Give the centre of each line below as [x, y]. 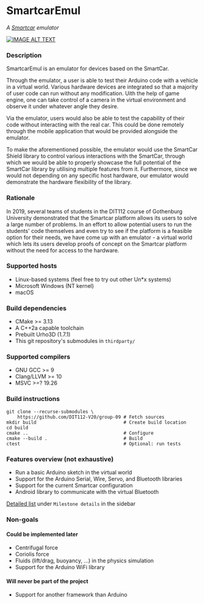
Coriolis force [32, 554]
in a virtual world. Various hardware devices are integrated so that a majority [102, 87]
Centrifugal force [37, 548]
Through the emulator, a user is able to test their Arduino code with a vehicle [102, 81]
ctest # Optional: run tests [94, 444]
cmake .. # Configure [80, 433]
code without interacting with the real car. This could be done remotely [95, 125]
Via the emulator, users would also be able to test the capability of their [96, 118]
